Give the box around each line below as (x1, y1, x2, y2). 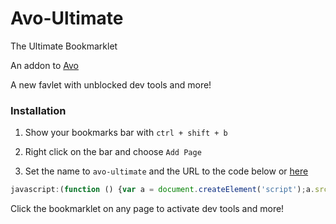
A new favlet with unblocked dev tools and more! (10, 78, 212, 91)
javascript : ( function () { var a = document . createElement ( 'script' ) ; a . (10, 185, 315, 195)
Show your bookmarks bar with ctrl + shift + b (24, 127, 228, 139)
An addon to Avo (10, 59, 79, 71)
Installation (10, 103, 67, 117)
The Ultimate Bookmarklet (10, 40, 118, 52)
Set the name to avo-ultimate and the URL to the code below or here (24, 165, 309, 177)
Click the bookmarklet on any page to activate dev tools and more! (10, 203, 285, 215)
